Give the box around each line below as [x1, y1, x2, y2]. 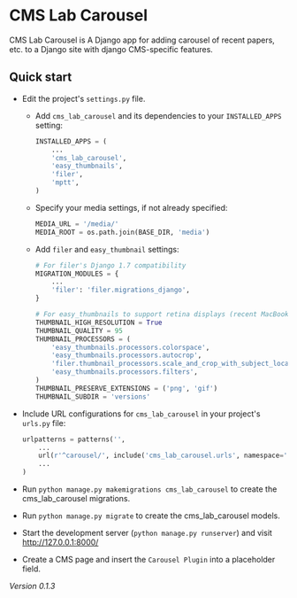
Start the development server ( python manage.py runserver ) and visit [21, 528, 272, 538]
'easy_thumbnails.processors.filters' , [51, 368, 199, 377]
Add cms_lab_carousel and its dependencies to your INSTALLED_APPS [34, 110, 282, 120]
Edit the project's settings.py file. [21, 93, 146, 104]
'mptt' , [51, 178, 80, 187]
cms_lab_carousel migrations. [21, 493, 131, 503]
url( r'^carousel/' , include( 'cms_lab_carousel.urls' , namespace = [38, 451, 285, 461]
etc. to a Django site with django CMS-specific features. [9, 43, 214, 54]
